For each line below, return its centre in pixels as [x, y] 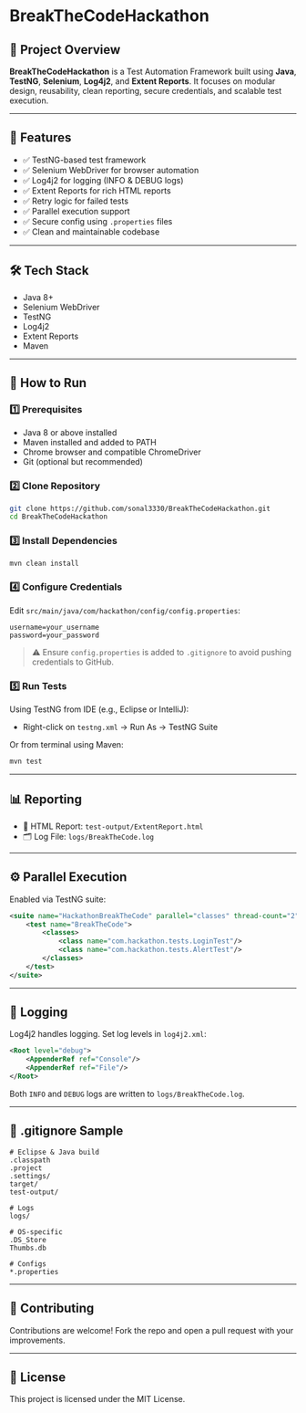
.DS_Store [28, 1240]
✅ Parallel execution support [76, 211]
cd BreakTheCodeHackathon [58, 517]
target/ [24, 1184]
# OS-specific [36, 1232]
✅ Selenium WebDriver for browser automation [111, 170]
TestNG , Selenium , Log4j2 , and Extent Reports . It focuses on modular [143, 81]
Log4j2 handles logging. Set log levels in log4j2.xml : [108, 1034]
